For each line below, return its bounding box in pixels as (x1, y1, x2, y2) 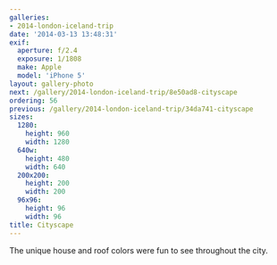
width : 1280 (25, 137, 70, 146)
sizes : (9, 112, 34, 121)
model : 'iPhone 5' (17, 71, 87, 80)
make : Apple (17, 63, 63, 72)
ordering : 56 (9, 95, 58, 105)
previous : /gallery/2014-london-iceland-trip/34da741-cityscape (9, 104, 254, 113)
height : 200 (25, 179, 70, 188)
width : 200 (25, 187, 66, 196)
